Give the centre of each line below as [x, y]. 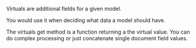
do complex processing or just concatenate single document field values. [97, 38]
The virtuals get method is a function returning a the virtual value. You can [98, 32]
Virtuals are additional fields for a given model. [64, 9]
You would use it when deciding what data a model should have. [86, 20]
